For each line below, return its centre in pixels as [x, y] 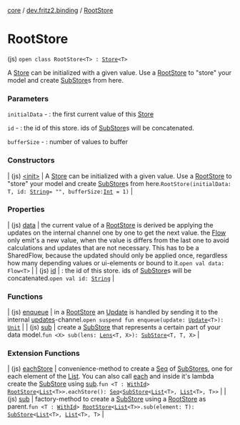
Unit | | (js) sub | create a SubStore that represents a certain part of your [114, 327]
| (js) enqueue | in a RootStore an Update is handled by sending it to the [113, 312]
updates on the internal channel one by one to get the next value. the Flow [117, 232]
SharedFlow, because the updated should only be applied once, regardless [117, 255]
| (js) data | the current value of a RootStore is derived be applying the [110, 225]
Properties [26, 210]
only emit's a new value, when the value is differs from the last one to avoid [119, 240]
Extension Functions [44, 354]
